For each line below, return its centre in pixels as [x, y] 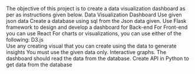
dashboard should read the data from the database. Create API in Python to [98, 58]
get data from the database [39, 65]
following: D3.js [25, 40]
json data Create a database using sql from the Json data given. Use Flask [96, 21]
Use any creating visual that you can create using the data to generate [91, 46]
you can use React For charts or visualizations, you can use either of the [94, 33]
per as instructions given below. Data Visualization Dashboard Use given [94, 15]
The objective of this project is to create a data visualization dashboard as [96, 9]
